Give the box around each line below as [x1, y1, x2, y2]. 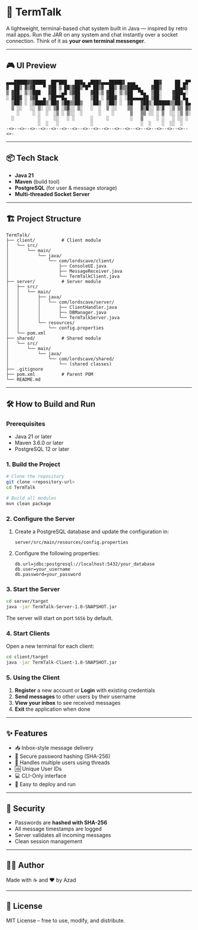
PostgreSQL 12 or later [14, 446, 70, 453]
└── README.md [6, 377, 41, 382]
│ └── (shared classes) [6, 361, 112, 367]
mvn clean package [6, 500, 51, 506]
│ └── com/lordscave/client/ [6, 258, 115, 264]
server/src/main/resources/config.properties [14, 539, 128, 546]
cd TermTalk [6, 484, 35, 491]
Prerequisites [6, 420, 45, 428]
